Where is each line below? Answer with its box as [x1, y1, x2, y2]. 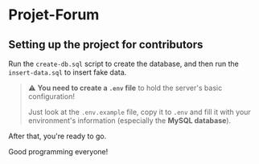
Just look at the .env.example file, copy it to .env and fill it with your [27, 107, 251, 117]
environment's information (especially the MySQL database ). [27, 116, 232, 125]
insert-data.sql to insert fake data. [8, 68, 127, 77]
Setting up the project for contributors [8, 38, 203, 51]
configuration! [27, 92, 75, 101]
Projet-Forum [8, 6, 100, 24]
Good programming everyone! [8, 147, 109, 156]
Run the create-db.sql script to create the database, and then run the [8, 59, 239, 68]
